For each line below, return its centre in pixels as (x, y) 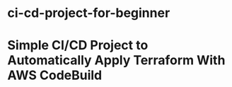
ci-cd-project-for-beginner (89, 13)
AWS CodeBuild (55, 75)
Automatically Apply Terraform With (116, 60)
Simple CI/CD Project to (78, 46)
